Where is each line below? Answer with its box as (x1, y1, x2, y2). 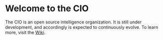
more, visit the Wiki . (5, 29, 46, 35)
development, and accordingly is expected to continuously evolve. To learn (5, 24, 159, 30)
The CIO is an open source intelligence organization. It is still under (5, 19, 142, 25)
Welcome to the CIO (5, 3, 89, 14)
